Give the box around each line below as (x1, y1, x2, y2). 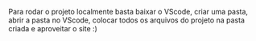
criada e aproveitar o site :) (8, 24, 98, 33)
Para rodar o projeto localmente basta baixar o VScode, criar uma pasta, (8, 7, 248, 16)
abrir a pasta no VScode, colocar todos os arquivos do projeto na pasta (8, 15, 246, 25)
